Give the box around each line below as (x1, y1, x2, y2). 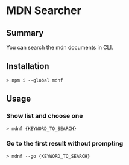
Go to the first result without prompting (6, 140, 124, 148)
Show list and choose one (6, 112, 83, 120)
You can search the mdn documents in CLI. (6, 44, 113, 51)
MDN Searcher (6, 4, 81, 18)
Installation (6, 61, 49, 71)
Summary (6, 28, 44, 38)
